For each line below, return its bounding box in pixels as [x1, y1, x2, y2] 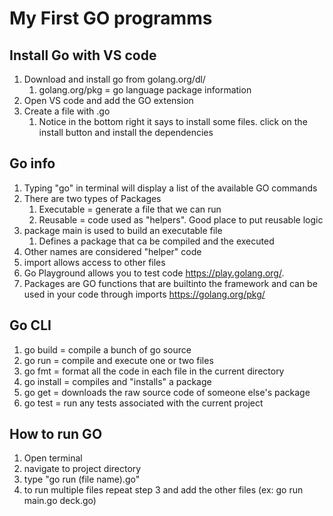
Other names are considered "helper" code [23, 245, 202, 257]
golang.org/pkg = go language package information [38, 84, 252, 96]
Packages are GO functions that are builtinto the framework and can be [23, 277, 318, 289]
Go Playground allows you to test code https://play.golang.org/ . [23, 267, 285, 279]
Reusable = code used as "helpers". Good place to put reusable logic [38, 213, 324, 226]
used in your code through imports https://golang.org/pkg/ [23, 288, 266, 300]
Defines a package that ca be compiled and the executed [38, 235, 275, 247]
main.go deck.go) [23, 495, 97, 507]
